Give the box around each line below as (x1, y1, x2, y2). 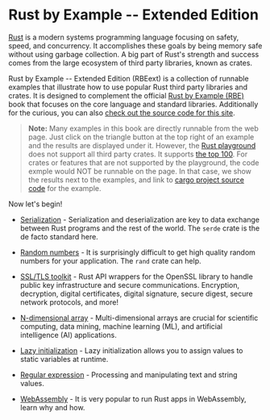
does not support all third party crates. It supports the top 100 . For (27, 149, 248, 159)
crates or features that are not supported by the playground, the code (27, 157, 260, 167)
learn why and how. (19, 402, 85, 412)
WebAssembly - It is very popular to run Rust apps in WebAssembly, (19, 393, 247, 404)
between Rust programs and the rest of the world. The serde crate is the (19, 223, 260, 233)
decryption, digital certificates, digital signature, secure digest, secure (19, 289, 253, 298)
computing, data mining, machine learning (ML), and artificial (19, 321, 223, 331)
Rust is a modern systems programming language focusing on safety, (8, 32, 239, 42)
